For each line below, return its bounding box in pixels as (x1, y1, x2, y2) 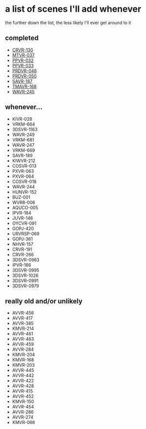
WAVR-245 (12, 88, 35, 94)
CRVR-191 (12, 246, 32, 252)
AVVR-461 (12, 331, 33, 337)
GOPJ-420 (12, 225, 34, 231)
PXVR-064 (12, 173, 34, 179)
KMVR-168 (12, 357, 34, 363)
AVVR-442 (12, 373, 34, 378)
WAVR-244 (12, 184, 35, 189)
